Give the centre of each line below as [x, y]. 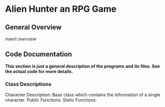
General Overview [33, 27]
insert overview [21, 39]
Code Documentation [39, 54]
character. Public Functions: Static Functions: [51, 100]
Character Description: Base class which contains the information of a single [83, 95]
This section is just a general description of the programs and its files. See [82, 66]
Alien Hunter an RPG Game [61, 9]
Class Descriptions [28, 84]
